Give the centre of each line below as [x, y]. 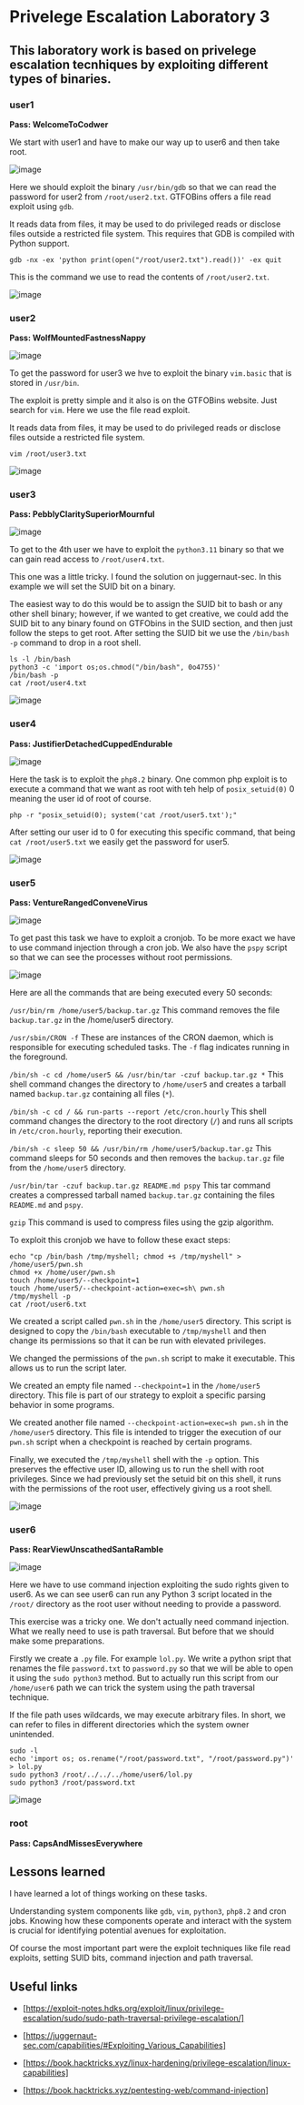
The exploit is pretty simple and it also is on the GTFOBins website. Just [143, 400]
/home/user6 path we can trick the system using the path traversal [132, 1688]
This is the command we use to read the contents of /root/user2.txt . [140, 277]
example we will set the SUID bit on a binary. [93, 587]
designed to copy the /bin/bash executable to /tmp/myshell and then [138, 1331]
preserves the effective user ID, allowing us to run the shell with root [137, 1469]
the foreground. [39, 1057]
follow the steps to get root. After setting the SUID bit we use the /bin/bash [149, 633]
